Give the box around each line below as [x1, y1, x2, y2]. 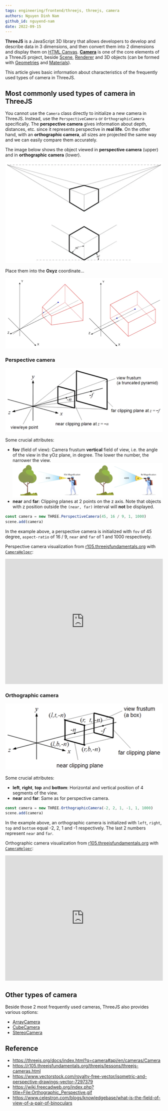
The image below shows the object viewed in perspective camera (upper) [5, 147, 158, 153]
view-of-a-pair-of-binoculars [12, 1100, 72, 1106]
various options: [5, 1009, 38, 1015]
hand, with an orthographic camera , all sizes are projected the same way [5, 132, 156, 138]
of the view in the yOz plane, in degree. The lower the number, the [12, 452, 149, 458]
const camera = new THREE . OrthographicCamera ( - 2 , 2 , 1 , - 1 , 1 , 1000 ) [5, 805, 153, 810]
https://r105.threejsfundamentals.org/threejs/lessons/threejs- [12, 1062, 139, 1068]
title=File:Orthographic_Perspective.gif [12, 1089, 92, 1095]
